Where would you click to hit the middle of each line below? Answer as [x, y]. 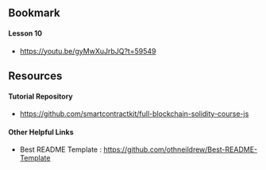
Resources [35, 76]
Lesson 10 [25, 33]
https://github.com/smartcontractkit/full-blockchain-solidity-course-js [134, 114]
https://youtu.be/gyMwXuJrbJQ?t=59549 [88, 51]
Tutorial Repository [40, 96]
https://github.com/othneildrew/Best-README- [180, 149]
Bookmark [35, 13]
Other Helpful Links [41, 132]
